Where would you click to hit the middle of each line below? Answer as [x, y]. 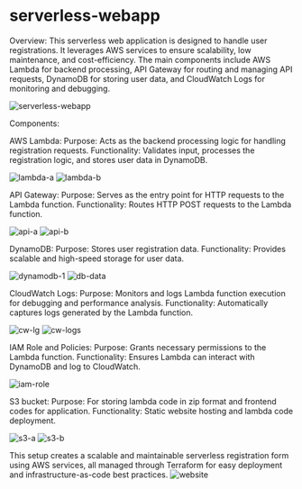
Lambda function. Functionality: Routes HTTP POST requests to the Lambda [151, 204]
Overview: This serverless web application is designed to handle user [138, 41]
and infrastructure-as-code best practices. [89, 475]
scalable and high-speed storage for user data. [97, 258]
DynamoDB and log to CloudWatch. [75, 367]
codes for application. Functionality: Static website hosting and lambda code [151, 411]
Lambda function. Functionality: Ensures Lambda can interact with [132, 357]
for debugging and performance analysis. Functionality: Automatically [139, 303]
